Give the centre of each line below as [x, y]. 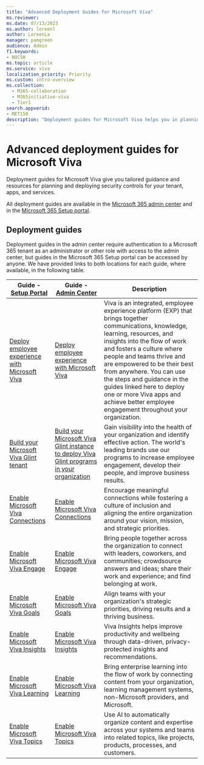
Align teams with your [135, 594]
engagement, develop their [142, 465]
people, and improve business [147, 473]
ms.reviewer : [23, 18]
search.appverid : [28, 108]
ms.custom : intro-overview [40, 80]
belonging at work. [131, 584]
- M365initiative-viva [40, 97]
